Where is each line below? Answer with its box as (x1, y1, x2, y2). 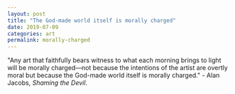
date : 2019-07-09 (7, 23, 59, 30)
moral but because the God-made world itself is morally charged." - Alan (7, 71, 220, 80)
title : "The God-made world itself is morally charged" (7, 17, 176, 24)
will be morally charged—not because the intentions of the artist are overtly (7, 64, 229, 72)
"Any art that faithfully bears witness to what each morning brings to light (7, 56, 222, 64)
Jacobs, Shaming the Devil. (7, 78, 87, 87)
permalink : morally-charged (7, 37, 91, 44)
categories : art (7, 30, 55, 37)
